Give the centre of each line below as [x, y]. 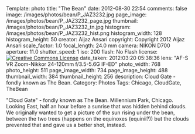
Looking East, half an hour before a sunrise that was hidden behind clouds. [97, 106]
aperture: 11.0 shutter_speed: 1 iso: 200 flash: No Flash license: [82, 52]
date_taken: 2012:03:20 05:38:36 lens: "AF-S [134, 58]
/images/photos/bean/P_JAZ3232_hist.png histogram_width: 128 [84, 33]
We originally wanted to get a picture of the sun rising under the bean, [90, 112]
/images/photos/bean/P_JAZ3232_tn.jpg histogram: [68, 27]
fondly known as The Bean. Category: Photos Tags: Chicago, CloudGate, [94, 83]
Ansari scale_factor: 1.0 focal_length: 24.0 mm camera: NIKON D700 [88, 45]
